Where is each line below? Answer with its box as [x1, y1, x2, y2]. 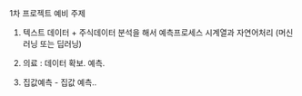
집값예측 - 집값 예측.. [22, 77, 97, 88]
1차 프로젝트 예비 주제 [9, 8, 86, 18]
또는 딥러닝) [39, 39, 82, 49]
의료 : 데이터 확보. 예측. [22, 58, 106, 68]
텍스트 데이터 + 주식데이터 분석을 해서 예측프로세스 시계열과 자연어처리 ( [22, 27, 279, 38]
